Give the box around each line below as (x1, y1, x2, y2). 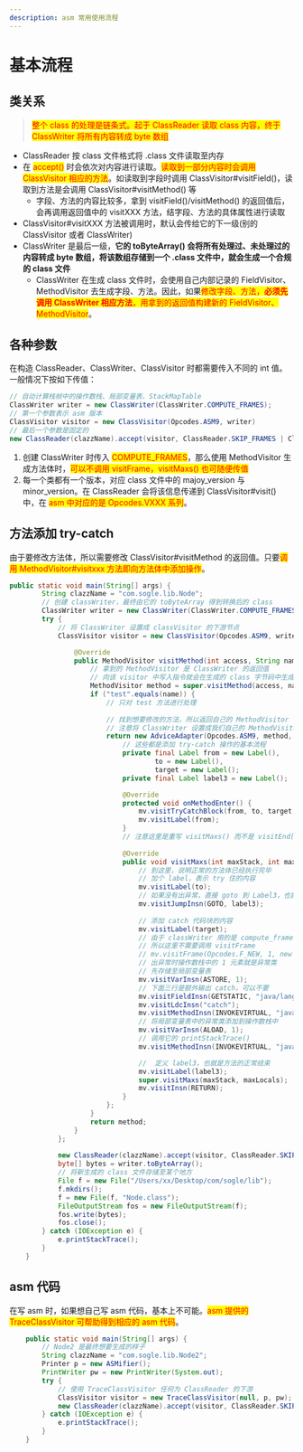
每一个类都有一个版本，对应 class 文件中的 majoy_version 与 (22, 474, 245, 485)
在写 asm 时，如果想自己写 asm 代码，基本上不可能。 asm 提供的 (9, 1305, 250, 1315)
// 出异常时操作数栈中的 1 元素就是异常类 (138, 958, 278, 967)
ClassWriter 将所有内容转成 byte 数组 (31, 130, 170, 141)
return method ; (89, 1117, 147, 1127)
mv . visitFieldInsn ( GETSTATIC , (138, 992, 252, 1001)
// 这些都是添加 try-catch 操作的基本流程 (122, 740, 267, 750)
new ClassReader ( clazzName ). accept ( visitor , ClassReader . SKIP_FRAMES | (9, 434, 284, 443)
